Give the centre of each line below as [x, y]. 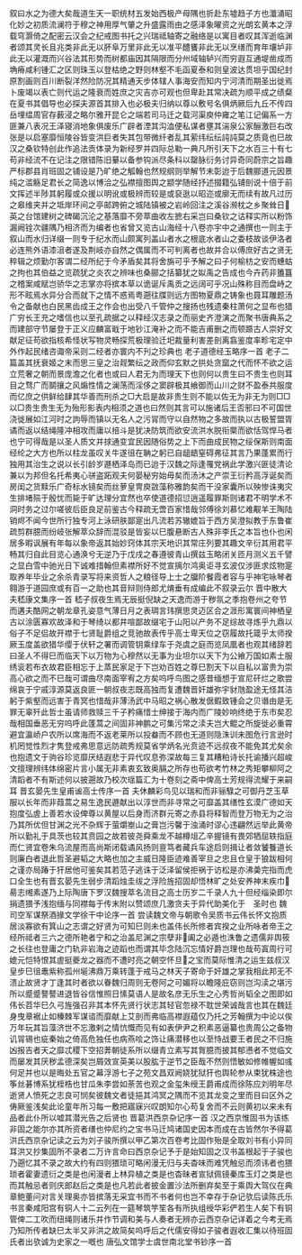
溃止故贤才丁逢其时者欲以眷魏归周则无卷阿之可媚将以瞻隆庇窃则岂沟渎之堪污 [151, 982]
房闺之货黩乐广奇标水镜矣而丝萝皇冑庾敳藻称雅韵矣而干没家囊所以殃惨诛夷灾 [151, 486]
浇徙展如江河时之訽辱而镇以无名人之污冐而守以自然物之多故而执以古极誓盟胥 [151, 419]
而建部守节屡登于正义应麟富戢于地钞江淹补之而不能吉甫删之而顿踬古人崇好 [147, 329]
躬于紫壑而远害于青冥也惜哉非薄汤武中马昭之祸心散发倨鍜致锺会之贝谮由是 [147, 701]
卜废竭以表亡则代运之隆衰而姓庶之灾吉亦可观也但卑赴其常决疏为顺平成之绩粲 [151, 92]
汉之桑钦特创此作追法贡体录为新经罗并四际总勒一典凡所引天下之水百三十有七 [151, 148]
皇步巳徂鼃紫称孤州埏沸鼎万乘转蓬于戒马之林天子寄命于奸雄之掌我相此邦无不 [151, 971]
